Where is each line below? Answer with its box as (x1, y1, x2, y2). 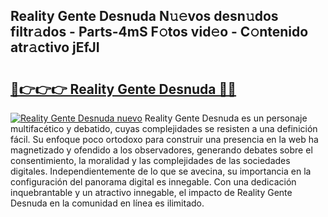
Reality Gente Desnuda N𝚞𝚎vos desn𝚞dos (10, 8, 279, 25)
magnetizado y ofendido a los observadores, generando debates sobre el (10, 144, 313, 156)
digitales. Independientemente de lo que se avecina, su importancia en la (10, 165, 312, 177)
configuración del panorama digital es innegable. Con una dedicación (10, 176, 297, 188)
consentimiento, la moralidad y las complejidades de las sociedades (10, 155, 291, 166)
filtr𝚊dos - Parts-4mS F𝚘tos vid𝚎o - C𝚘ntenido (10, 24, 309, 41)
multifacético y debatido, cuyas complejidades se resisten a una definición (10, 123, 318, 134)
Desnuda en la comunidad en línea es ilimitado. (10, 197, 205, 209)
